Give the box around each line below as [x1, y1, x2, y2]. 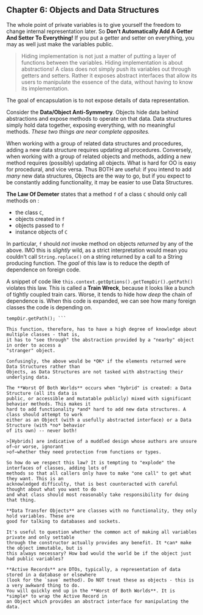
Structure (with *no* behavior [6, 422, 86, 428]
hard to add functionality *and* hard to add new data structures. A [6, 406, 187, 412]
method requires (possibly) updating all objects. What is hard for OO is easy [6, 159, 196, 167]
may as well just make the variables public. [6, 40, 114, 48]
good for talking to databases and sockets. [6, 518, 121, 524]
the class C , [15, 209, 44, 216]
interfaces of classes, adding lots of [6, 465, 108, 471]
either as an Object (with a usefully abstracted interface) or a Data [6, 417, 191, 423]
